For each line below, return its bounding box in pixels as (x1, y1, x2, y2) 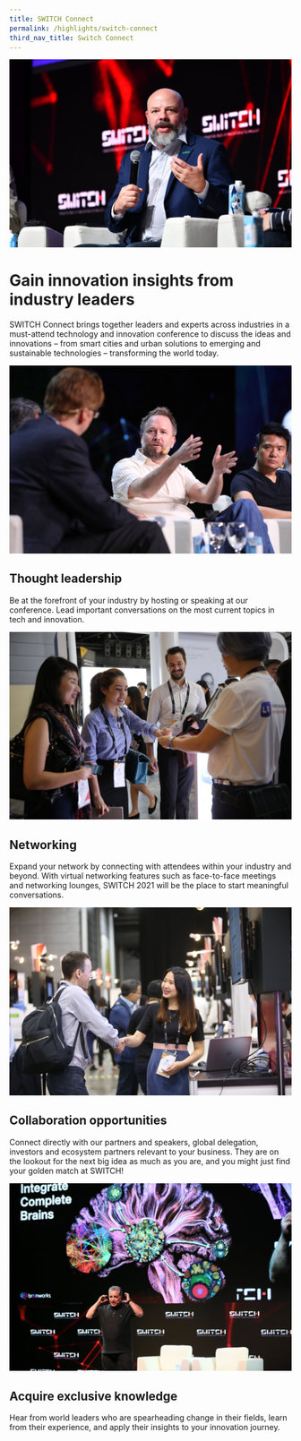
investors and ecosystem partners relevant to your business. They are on (9, 1146, 279, 1157)
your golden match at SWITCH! (9, 1165, 124, 1176)
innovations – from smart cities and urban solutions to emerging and (9, 338, 262, 348)
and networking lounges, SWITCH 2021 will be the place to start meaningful (9, 880, 289, 891)
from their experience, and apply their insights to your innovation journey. (9, 1422, 280, 1433)
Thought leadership (9, 571, 123, 587)
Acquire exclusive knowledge (9, 1388, 178, 1403)
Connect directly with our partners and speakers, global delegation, (9, 1137, 259, 1147)
